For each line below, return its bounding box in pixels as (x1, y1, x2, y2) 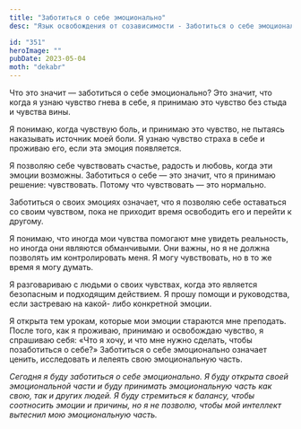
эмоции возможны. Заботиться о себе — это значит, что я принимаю (9, 170, 276, 180)
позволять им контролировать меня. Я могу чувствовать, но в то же (9, 252, 272, 263)
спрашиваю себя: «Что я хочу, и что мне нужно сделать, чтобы (9, 335, 253, 346)
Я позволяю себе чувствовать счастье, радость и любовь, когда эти (9, 161, 273, 171)
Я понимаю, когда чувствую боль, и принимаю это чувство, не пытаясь (9, 124, 285, 135)
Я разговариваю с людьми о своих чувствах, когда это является (9, 279, 258, 290)
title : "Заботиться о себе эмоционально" (9, 13, 167, 22)
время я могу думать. (9, 262, 94, 272)
